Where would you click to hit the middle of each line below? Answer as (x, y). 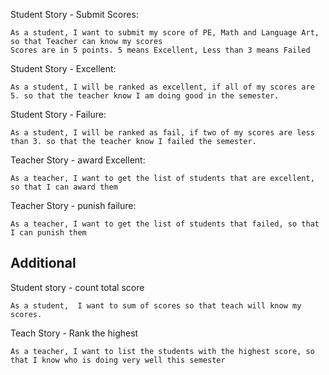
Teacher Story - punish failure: (73, 205)
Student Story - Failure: (58, 114)
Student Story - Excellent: (63, 68)
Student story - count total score (77, 287)
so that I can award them (64, 187)
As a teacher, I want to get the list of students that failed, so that (165, 224)
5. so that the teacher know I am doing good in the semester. (145, 96)
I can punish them (48, 233)
